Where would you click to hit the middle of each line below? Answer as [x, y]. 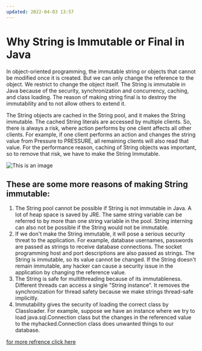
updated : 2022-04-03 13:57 [40, 12]
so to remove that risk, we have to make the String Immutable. [83, 153]
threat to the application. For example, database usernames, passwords [104, 240]
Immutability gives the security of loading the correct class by [92, 304]
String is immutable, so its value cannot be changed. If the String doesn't [106, 260]
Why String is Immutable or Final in [96, 41]
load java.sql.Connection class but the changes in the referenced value [103, 317]
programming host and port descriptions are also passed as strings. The [105, 253]
